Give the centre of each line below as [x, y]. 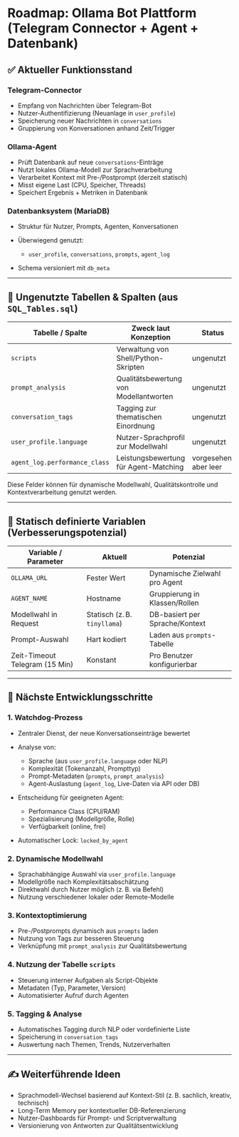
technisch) [33, 1103]
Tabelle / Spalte [60, 333]
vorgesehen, [213, 458]
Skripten [130, 367]
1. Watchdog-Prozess [45, 718]
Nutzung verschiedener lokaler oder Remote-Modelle [96, 897]
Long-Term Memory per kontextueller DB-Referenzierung [102, 1110]
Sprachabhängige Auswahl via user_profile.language [96, 875]
